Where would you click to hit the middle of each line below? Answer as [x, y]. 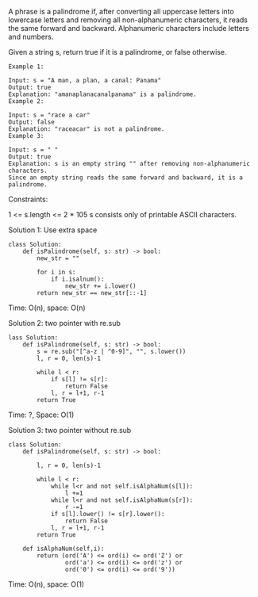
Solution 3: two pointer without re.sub [70, 430]
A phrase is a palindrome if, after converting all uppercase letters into [121, 11]
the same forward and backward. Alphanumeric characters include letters [129, 28]
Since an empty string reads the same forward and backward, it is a [126, 178]
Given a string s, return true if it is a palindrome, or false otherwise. [118, 52]
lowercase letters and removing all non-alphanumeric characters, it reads [128, 20]
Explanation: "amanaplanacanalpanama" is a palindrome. [102, 94]
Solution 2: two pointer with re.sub [65, 323]
